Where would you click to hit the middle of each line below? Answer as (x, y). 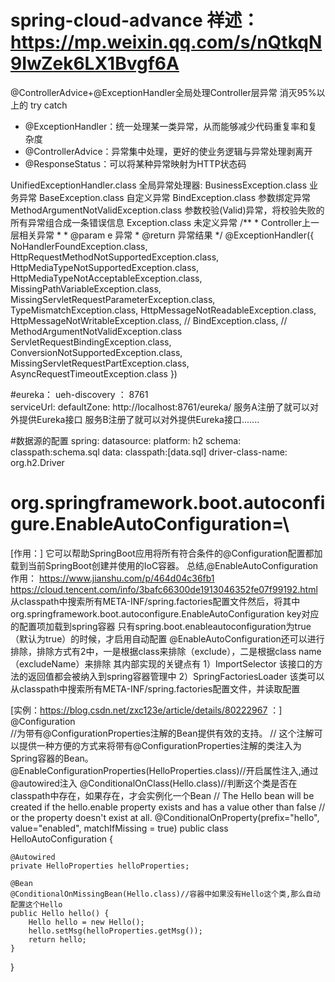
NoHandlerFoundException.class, (79, 246)
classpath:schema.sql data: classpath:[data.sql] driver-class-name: (149, 452)
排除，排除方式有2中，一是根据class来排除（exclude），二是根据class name (166, 651)
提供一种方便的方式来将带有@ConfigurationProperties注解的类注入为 (160, 745)
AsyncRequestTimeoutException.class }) (94, 373)
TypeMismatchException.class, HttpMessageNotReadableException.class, (163, 310)
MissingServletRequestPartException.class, (100, 363)
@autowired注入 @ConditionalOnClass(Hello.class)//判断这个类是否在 (154, 783)
